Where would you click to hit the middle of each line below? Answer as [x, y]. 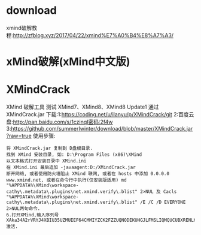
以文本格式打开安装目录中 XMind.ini [46, 161]
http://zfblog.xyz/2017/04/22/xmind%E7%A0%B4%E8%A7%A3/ [93, 35]
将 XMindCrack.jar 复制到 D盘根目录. [50, 148]
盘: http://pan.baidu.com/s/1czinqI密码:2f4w [60, 122]
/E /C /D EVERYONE [163, 202]
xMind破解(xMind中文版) [68, 62]
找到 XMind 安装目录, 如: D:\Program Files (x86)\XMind [74, 155]
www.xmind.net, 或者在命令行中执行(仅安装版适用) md [66, 180]
